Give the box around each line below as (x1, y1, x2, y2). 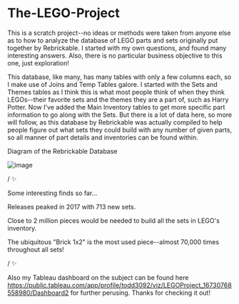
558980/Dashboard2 (7, 288, 69, 297)
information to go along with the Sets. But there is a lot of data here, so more (7, 110, 233, 119)
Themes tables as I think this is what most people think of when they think (7, 88, 225, 96)
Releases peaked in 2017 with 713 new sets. (7, 202, 136, 211)
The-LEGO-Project (7, 5, 120, 21)
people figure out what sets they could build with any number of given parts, (7, 125, 233, 134)
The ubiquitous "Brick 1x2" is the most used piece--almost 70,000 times (7, 237, 220, 246)
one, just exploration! (7, 58, 70, 67)
